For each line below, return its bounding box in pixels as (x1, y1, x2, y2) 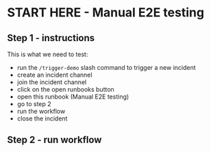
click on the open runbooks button (16, 86, 114, 93)
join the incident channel (16, 78, 87, 86)
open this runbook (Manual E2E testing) (16, 92, 129, 101)
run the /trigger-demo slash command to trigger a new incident (16, 64, 197, 71)
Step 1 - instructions (7, 32, 95, 44)
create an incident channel (16, 71, 92, 79)
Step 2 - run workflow (7, 134, 102, 146)
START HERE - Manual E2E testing (7, 5, 204, 21)
